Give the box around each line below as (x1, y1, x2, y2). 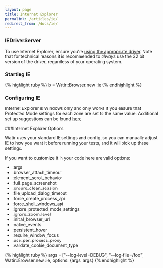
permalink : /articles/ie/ (5, 16, 58, 21)
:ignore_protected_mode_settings (12, 206, 80, 212)
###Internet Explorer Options (5, 126, 64, 132)
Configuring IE (5, 94, 41, 101)
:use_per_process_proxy (12, 238, 62, 243)
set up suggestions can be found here (5, 116, 81, 122)
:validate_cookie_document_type (12, 242, 78, 248)
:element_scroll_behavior (12, 175, 62, 181)
